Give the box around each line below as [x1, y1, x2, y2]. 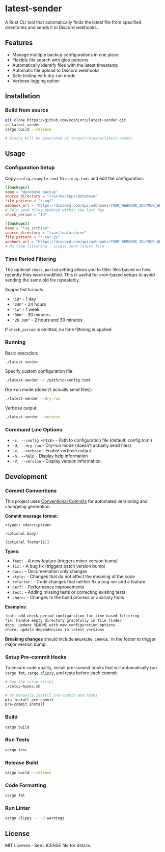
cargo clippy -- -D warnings [5, 816, 65, 821]
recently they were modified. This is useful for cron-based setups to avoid [5, 272, 155, 278]
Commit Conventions [5, 487, 57, 494]
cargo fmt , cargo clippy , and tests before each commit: [5, 670, 118, 676]
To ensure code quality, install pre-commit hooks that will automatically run [5, 664, 157, 670]
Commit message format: [5, 513, 58, 519]
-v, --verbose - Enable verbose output [12, 448, 92, 454]
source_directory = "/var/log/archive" [5, 230, 87, 235]
